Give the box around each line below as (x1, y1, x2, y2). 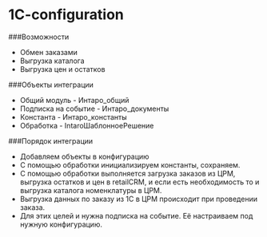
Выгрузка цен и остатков (19, 64, 106, 73)
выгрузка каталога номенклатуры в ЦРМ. (19, 185, 162, 195)
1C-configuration (8, 6, 124, 24)
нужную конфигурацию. (19, 219, 102, 229)
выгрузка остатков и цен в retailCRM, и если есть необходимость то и (19, 177, 260, 187)
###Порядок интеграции (8, 136, 94, 145)
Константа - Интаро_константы (19, 112, 128, 121)
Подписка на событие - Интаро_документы (19, 104, 169, 113)
